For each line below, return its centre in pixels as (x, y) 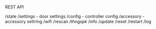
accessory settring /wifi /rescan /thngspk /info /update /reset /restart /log (78, 22)
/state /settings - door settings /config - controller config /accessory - (75, 16)
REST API (14, 7)
